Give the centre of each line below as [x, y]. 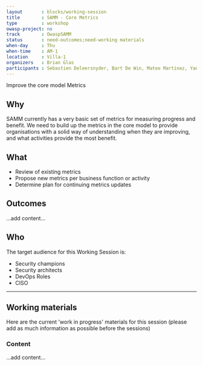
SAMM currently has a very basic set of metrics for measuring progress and [101, 119]
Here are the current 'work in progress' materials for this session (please [97, 322]
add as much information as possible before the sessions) [79, 328]
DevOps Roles [33, 276]
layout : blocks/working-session [56, 12]
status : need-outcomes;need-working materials [76, 40]
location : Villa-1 [36, 57]
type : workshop [37, 23]
